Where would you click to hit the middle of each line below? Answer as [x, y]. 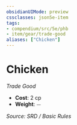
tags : [13, 23]
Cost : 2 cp [28, 97]
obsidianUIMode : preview [37, 12]
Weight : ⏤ [28, 104]
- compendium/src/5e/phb [37, 29]
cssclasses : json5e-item [37, 17]
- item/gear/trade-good [36, 34]
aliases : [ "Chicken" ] [33, 40]
